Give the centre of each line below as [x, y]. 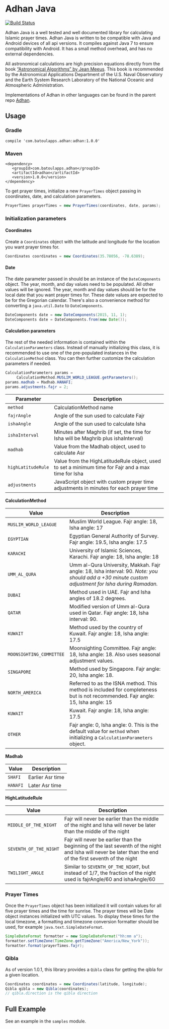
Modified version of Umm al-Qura [110, 607]
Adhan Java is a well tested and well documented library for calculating [79, 32]
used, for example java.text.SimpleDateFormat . [55, 927]
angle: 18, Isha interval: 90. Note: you [114, 571]
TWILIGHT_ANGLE [26, 873]
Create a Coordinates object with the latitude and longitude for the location [82, 241]
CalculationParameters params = [39, 373]
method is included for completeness [113, 690]
